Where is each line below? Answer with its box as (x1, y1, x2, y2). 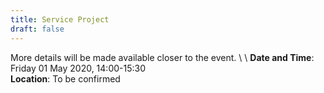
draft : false (10, 24, 65, 34)
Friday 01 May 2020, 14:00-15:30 (10, 62, 147, 74)
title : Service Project (10, 14, 110, 25)
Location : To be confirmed (10, 72, 121, 85)
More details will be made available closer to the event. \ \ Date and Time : (10, 51, 315, 63)
